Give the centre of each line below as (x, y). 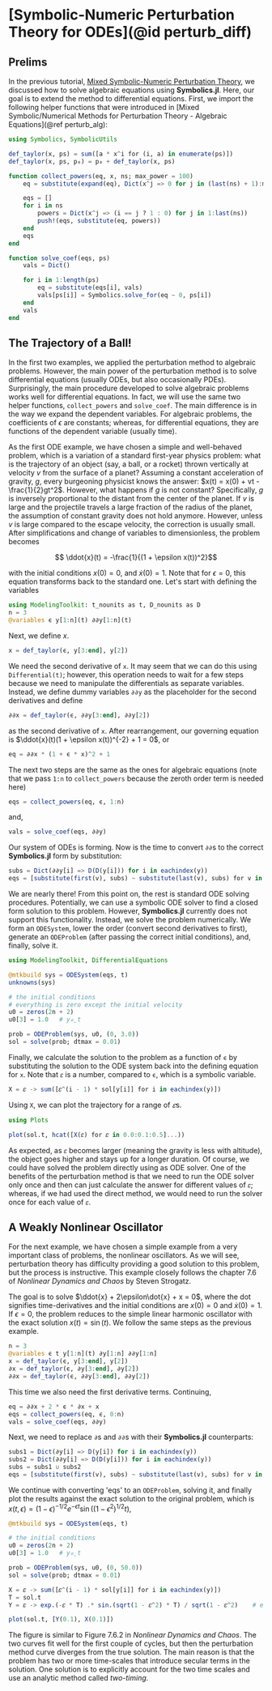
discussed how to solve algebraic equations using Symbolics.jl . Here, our (132, 90)
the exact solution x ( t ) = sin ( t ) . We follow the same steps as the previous (130, 1323)
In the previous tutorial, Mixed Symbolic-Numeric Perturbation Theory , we (132, 81)
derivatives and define (46, 700)
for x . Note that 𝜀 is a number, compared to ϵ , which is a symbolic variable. (132, 1074)
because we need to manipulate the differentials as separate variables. (126, 683)
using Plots (28, 1120)
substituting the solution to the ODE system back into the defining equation (134, 1066)
